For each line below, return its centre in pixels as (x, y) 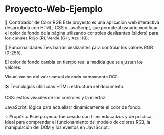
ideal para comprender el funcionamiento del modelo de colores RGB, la (78, 122)
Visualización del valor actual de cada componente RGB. (62, 77)
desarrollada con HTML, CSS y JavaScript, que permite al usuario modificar (82, 27)
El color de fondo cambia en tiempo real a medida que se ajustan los (74, 62)
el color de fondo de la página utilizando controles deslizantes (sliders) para (82, 33)
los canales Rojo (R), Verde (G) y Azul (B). (47, 38)
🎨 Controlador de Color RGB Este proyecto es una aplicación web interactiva (82, 22)
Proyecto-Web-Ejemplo (54, 9)
